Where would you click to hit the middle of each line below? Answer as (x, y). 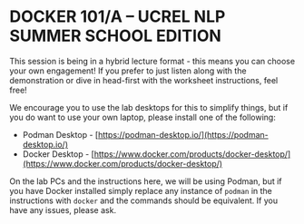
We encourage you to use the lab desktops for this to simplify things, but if (149, 107)
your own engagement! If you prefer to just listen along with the (128, 71)
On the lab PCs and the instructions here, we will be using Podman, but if (146, 181)
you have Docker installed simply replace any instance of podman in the (141, 190)
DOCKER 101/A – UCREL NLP (118, 17)
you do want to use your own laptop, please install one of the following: (143, 117)
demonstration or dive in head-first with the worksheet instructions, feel (144, 80)
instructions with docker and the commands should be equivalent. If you (144, 200)
